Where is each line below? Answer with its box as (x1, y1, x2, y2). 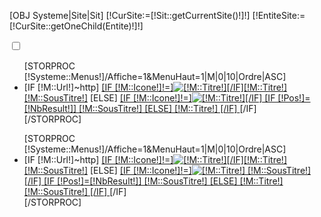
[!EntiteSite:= (252, 10, 306, 21)
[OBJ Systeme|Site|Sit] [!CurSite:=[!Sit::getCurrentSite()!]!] (9, 10, 251, 21)
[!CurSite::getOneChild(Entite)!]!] (9, 20, 144, 32)
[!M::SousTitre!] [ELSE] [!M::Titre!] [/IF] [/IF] (78, 103, 257, 114)
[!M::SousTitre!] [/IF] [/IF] (23, 186, 127, 197)
